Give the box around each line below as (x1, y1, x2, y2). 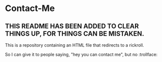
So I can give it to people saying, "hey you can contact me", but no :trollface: (5, 51, 158, 57)
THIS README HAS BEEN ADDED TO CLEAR (5, 22, 139, 30)
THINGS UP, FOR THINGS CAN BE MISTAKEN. (5, 29, 144, 37)
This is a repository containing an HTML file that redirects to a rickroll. (5, 42, 144, 48)
